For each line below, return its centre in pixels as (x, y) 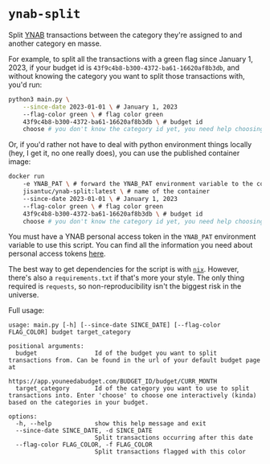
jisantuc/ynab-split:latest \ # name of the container (117, 191)
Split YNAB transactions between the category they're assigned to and (125, 35)
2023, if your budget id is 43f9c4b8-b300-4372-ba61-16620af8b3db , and (124, 68)
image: (20, 162)
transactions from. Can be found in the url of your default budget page (135, 360)
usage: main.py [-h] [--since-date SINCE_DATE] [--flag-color (115, 325)
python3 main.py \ (39, 99)
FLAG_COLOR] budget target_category (70, 332)
